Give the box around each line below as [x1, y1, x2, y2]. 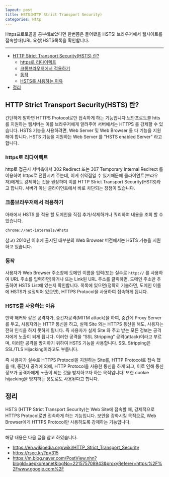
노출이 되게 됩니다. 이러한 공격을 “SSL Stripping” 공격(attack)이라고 [18, 333, 152, 340]
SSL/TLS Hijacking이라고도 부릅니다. [5, 346, 79, 353]
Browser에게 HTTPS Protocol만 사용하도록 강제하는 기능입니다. [5, 419, 131, 425]
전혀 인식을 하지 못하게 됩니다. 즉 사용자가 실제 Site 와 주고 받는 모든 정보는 [5, 327, 152, 333]
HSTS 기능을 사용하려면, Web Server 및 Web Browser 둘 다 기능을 [20, 127, 152, 133]
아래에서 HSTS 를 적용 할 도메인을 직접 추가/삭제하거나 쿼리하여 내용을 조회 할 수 [5, 211, 163, 217]
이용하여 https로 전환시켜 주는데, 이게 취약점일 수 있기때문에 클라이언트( [5, 172, 146, 179]
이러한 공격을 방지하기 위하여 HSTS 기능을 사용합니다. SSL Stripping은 [12, 340, 151, 346]
